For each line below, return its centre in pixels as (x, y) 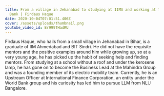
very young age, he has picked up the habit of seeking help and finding (77, 57)
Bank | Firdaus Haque (31, 14)
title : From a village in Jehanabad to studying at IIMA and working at (81, 10)
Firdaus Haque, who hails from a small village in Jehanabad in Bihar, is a (78, 41)
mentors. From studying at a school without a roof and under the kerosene (80, 62)
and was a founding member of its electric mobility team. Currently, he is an (81, 73)
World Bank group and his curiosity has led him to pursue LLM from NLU (78, 83)
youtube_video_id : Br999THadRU (37, 28)
